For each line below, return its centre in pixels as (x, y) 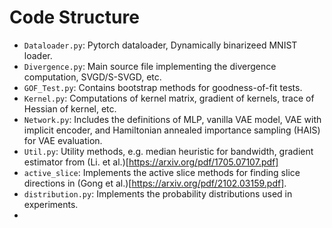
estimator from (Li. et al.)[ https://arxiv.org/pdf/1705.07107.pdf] (151, 162)
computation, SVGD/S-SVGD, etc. (92, 77)
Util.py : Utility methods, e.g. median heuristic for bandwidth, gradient (168, 151)
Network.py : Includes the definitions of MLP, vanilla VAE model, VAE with (172, 119)
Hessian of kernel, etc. (70, 108)
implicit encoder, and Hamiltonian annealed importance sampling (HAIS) (172, 130)
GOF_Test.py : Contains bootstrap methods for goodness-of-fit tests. (163, 87)
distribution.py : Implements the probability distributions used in (158, 193)
